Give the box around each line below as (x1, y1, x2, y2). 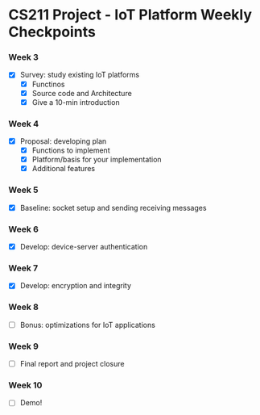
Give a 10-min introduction (31, 97, 120, 107)
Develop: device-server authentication (19, 241, 148, 251)
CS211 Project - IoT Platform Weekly (8, 6, 252, 24)
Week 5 (8, 184, 39, 195)
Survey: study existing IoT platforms (19, 70, 139, 80)
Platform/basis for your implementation (31, 155, 163, 165)
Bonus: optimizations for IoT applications (19, 320, 155, 329)
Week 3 (8, 52, 39, 63)
